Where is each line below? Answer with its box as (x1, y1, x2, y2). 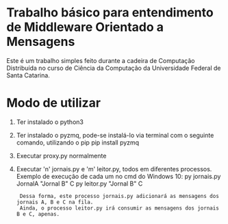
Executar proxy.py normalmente (16, 151, 107, 160)
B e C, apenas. (16, 210, 60, 217)
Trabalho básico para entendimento (6, 5, 214, 21)
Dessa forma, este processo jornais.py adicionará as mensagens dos (19, 192, 220, 199)
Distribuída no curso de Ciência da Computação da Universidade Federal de (6, 64, 221, 72)
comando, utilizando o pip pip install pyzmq (16, 138, 140, 147)
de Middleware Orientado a (6, 19, 164, 35)
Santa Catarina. (6, 71, 51, 79)
